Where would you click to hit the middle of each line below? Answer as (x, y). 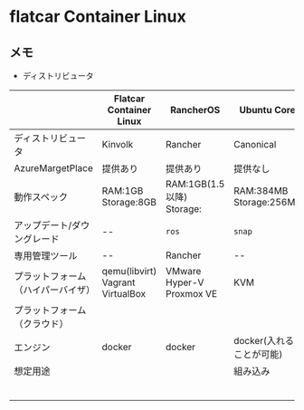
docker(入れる (264, 341)
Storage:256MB (267, 202)
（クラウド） (42, 324)
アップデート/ (43, 225)
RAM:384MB (261, 191)
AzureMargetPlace (53, 168)
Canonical (255, 144)
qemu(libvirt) (129, 271)
